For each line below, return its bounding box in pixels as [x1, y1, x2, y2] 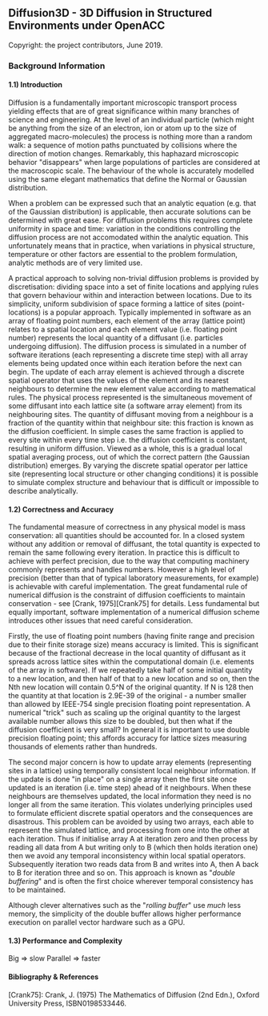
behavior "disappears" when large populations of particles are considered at [8, 157, 261, 167]
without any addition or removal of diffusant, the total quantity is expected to [8, 540, 261, 549]
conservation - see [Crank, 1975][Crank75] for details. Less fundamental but [8, 599, 260, 608]
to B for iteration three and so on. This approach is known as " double [8, 868, 236, 877]
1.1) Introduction [8, 80, 62, 90]
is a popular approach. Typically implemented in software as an [42, 307, 252, 317]
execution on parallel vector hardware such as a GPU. [8, 918, 186, 927]
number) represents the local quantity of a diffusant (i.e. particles [8, 332, 224, 343]
